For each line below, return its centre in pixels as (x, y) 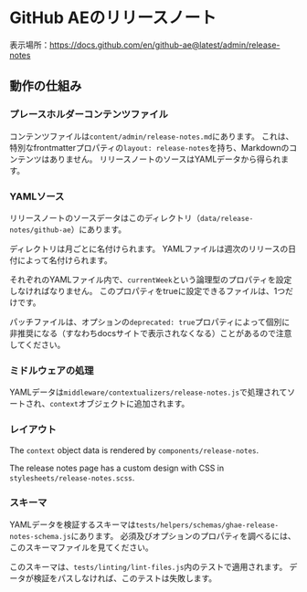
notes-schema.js (40, 536)
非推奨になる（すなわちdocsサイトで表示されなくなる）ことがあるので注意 (151, 333)
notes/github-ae (40, 230)
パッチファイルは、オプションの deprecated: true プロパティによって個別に (150, 322)
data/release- (227, 218)
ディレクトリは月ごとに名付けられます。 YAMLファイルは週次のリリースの (149, 248)
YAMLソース (37, 196)
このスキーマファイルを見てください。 (81, 547)
